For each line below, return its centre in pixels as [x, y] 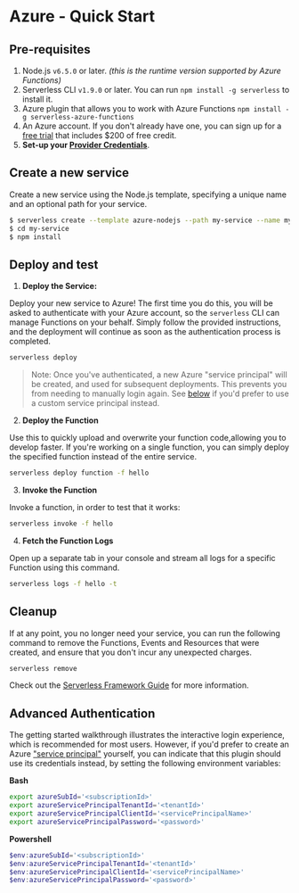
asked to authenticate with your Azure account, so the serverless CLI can [145, 313]
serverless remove [43, 668]
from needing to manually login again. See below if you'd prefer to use [160, 393]
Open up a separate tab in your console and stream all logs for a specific [142, 558]
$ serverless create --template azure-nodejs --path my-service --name [145, 220]
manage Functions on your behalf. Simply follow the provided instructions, [145, 322]
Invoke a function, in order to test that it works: [95, 507]
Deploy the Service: [60, 286]
